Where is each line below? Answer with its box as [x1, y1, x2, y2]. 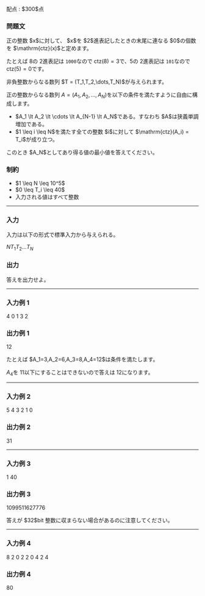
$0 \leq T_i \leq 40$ [15, 186, 65, 193]
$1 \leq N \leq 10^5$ [15, 179, 65, 187]
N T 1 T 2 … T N [6, 243, 34, 252]
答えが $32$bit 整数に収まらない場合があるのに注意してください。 [6, 517, 173, 524]
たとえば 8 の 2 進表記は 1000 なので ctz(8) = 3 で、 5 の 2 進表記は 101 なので [6, 57, 190, 65]
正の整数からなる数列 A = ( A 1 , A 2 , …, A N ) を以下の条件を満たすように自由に [6, 91, 193, 100]
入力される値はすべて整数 [15, 193, 79, 201]
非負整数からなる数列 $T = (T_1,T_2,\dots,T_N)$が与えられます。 [6, 78, 168, 85]
